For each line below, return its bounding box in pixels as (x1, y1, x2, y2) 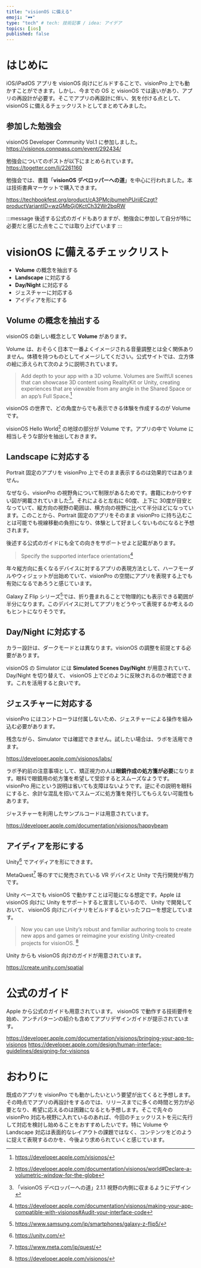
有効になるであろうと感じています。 (6, 580, 95, 587)
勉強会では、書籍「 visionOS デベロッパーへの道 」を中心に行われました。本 (6, 176, 193, 183)
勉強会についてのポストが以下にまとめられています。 (6, 157, 136, 165)
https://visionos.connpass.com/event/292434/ (6, 145, 121, 152)
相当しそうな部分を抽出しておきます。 (6, 432, 100, 440)
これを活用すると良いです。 (16, 679, 84, 686)
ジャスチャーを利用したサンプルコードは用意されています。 (6, 810, 152, 818)
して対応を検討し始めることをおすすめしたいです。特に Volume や (6, 1121, 169, 1128)
